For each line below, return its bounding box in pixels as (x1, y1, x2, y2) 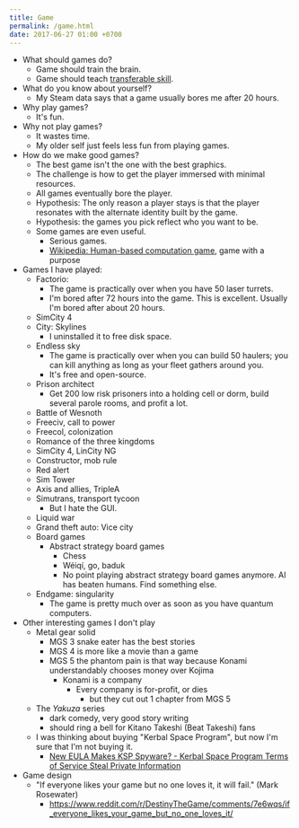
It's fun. (35, 111, 65, 122)
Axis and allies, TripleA (35, 484, 120, 495)
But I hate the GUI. (48, 503, 118, 514)
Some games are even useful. (35, 226, 146, 237)
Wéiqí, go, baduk (62, 560, 126, 571)
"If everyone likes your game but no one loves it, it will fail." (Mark (35, 780, 278, 790)
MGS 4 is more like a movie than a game (48, 646, 199, 656)
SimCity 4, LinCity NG (35, 445, 117, 456)
